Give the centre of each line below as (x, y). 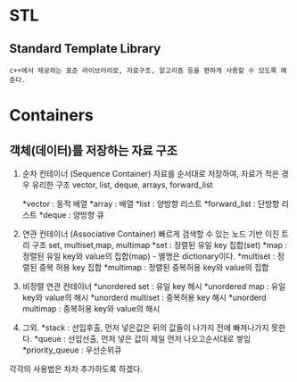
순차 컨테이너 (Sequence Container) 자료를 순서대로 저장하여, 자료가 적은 (150, 174)
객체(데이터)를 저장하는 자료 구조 (94, 150)
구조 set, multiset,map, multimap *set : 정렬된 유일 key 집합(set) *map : (160, 245)
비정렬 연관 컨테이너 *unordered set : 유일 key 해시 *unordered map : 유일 (154, 286)
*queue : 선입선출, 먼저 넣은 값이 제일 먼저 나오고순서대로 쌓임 (143, 339)
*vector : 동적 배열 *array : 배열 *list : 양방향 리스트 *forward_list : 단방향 (151, 203)
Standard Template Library (85, 49)
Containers (51, 116)
